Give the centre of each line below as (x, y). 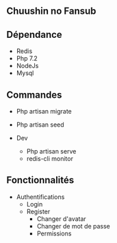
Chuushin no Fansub (51, 11)
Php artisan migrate (44, 112)
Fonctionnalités (40, 180)
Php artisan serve (51, 151)
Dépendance (34, 34)
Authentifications (40, 197)
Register (38, 211)
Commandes (34, 95)
